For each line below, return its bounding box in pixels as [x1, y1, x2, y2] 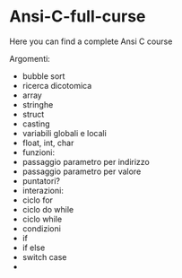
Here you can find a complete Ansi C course [9, 36, 173, 47]
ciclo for [22, 195, 54, 205]
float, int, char [22, 137, 74, 148]
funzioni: [22, 146, 56, 158]
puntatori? [22, 175, 61, 186]
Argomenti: [9, 53, 51, 64]
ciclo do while [22, 204, 74, 214]
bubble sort [22, 70, 65, 82]
